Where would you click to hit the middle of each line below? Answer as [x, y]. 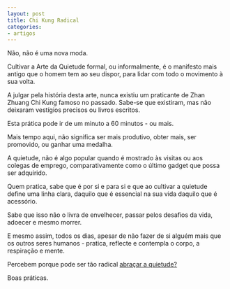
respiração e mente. [36, 251]
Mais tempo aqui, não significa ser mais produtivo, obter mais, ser [102, 137]
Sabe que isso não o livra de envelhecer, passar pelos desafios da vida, [110, 215]
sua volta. [21, 82]
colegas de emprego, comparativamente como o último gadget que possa [114, 166]
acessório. [22, 202]
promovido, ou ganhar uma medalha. [60, 145]
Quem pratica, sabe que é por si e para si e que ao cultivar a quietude [107, 187]
